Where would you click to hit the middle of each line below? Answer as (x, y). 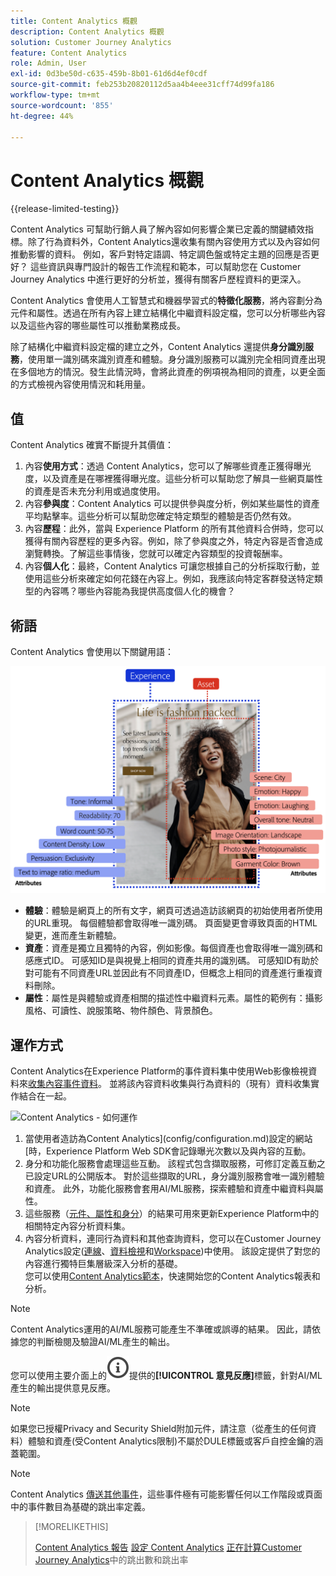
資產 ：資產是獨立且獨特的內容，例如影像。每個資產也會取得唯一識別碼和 (173, 948)
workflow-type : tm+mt (55, 95)
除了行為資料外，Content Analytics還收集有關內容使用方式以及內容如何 (173, 242)
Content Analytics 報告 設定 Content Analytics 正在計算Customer (168, 1547)
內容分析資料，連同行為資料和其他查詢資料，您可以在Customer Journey (173, 1238)
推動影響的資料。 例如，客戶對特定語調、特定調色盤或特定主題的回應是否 (160, 254)
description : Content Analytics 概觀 (87, 31)
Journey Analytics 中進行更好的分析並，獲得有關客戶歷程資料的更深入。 (158, 279)
